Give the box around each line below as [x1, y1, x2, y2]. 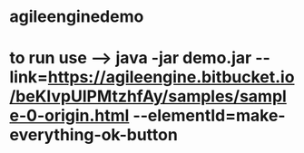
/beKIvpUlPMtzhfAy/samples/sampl [9, 86, 288, 107]
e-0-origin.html [9, 106, 130, 126]
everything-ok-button [9, 125, 179, 146]
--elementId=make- [132, 106, 286, 126]
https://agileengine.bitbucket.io [47, 67, 295, 88]
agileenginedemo [9, 6, 144, 27]
